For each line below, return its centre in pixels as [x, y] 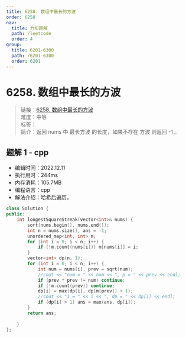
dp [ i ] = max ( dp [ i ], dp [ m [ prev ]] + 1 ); [85, 291]
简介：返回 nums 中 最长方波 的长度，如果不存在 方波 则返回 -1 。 [100, 132]
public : [16, 214]
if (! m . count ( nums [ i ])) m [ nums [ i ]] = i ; [88, 247]
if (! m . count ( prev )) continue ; [76, 286]
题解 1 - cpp [27, 152]
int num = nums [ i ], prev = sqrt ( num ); [85, 269]
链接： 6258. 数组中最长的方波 [57, 110]
